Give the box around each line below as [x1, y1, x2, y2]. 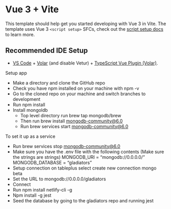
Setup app [5, 70, 27, 76]
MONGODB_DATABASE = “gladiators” [12, 159, 92, 165]
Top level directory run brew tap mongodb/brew [20, 112, 121, 118]
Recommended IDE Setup [5, 46, 88, 55]
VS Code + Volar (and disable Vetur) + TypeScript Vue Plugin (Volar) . [12, 60, 158, 66]
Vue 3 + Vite [5, 4, 59, 15]
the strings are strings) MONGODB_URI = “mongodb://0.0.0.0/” [12, 154, 145, 160]
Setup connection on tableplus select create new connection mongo [12, 165, 157, 171]
